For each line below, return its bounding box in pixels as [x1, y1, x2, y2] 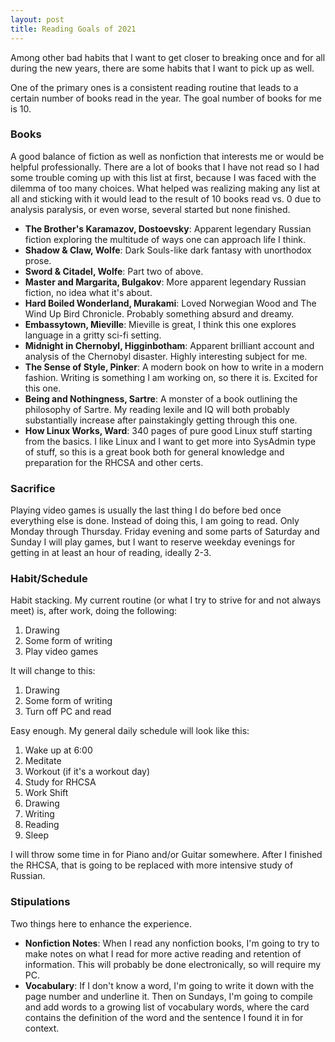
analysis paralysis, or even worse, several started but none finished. [10, 203, 291, 215]
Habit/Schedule [10, 572, 88, 586]
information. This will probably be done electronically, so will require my [24, 958, 322, 970]
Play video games [24, 646, 99, 658]
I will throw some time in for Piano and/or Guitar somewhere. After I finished [10, 849, 323, 861]
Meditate [24, 755, 62, 767]
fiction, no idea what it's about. [24, 286, 153, 298]
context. [24, 1022, 60, 1034]
